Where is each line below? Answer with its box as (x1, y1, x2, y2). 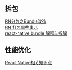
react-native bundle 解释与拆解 (5, 30, 67, 36)
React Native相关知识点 (5, 59, 52, 65)
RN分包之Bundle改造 (5, 18, 47, 24)
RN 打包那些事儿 (5, 24, 38, 30)
